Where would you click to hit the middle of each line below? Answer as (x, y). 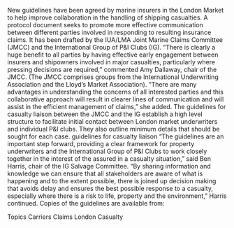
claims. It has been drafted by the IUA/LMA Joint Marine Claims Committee (115, 40)
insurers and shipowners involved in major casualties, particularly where (111, 62)
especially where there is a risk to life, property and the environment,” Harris (117, 196)
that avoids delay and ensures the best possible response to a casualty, (110, 188)
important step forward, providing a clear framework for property (101, 144)
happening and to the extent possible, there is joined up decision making (112, 181)
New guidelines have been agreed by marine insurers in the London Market (116, 10)
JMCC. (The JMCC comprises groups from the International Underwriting (113, 77)
